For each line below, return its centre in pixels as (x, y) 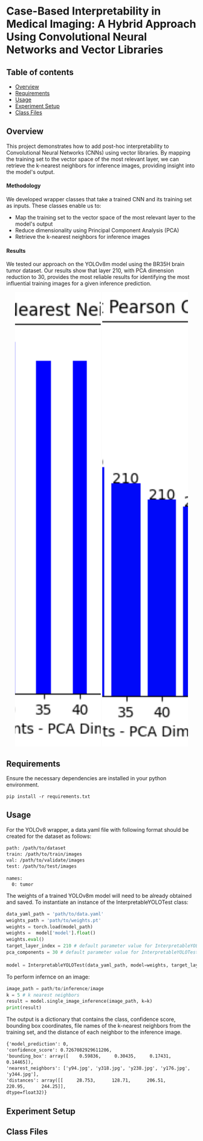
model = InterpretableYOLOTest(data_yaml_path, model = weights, (88, 965)
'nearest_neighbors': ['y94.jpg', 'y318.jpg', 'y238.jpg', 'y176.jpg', (98, 1068)
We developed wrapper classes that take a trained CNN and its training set (99, 199)
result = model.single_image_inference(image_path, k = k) (79, 1002)
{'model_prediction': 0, (37, 1044)
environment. (23, 785)
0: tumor (23, 884)
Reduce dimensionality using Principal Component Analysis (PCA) (97, 230)
